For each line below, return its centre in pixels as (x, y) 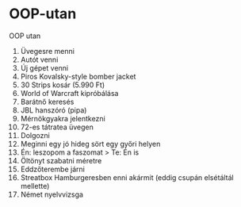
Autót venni (39, 59)
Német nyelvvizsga (52, 194)
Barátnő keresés (47, 102)
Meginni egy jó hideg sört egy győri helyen (90, 144)
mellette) (35, 186)
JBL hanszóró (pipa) (54, 110)
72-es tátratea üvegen (57, 127)
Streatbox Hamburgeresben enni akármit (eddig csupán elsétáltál (127, 177)
